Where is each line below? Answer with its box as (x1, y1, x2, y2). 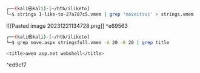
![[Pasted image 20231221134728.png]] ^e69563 (6, 22, 128, 30)
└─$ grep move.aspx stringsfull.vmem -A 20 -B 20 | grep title (6, 39, 170, 45)
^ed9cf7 (6, 61, 27, 69)
